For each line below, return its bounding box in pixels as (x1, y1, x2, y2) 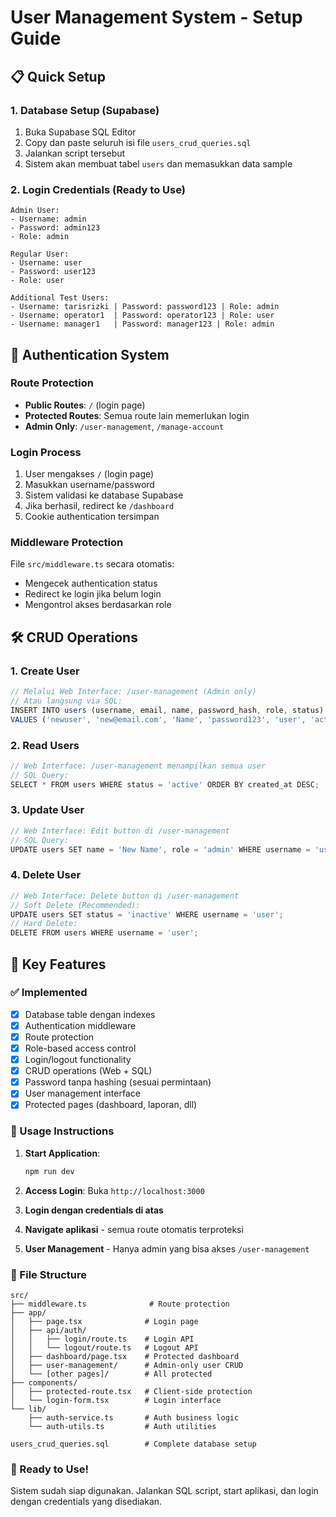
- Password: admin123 (10, 223, 101, 233)
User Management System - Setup (10, 6, 303, 29)
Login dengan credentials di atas (24, 1204, 164, 1216)
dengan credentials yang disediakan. (10, 1496, 163, 1508)
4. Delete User (10, 868, 82, 882)
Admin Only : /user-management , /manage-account (24, 420, 225, 432)
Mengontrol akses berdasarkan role (24, 599, 172, 611)
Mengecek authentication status (24, 577, 158, 590)
